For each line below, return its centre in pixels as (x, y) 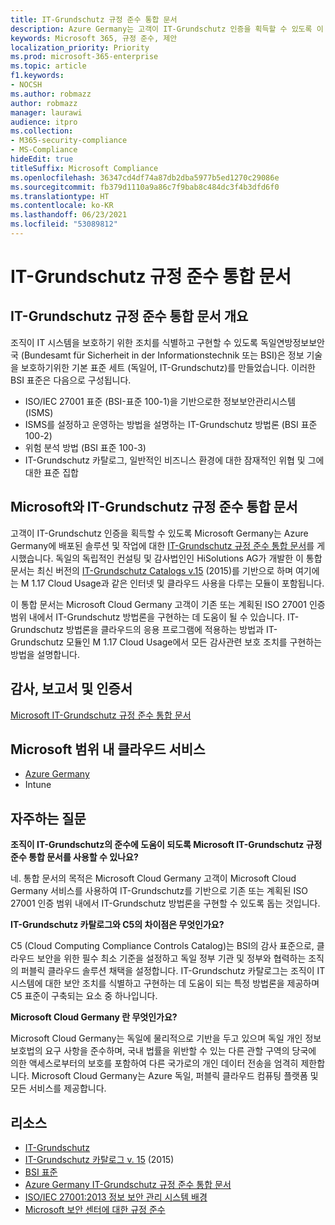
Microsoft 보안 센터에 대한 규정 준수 (95, 1209)
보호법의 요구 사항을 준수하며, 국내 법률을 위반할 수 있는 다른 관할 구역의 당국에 (163, 1051)
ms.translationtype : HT (60, 196)
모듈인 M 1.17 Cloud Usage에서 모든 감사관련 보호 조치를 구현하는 (194, 642)
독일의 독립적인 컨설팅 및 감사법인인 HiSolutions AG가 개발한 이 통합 (189, 558)
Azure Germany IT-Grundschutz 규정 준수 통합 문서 (128, 1184)
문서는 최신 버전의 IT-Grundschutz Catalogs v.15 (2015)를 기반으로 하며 (152, 570)
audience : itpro (44, 122)
